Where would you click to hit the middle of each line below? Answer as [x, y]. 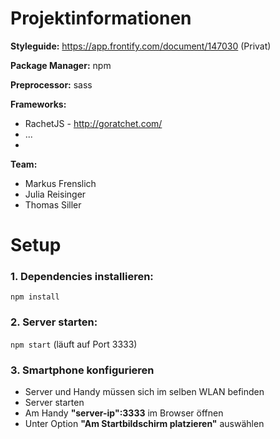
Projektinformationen [101, 18]
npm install [35, 297]
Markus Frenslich [60, 183]
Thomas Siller [53, 204]
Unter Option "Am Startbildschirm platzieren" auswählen [144, 424]
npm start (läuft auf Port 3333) [74, 344]
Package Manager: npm [61, 65]
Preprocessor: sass [51, 84]
